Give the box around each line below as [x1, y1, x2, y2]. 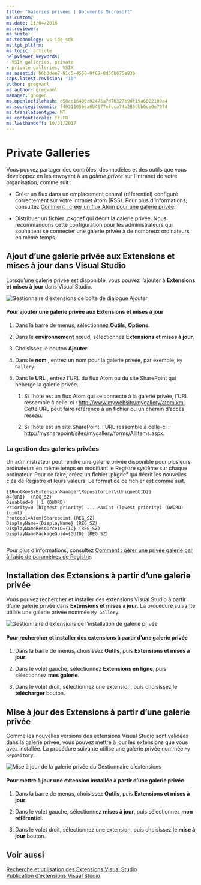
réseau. [23, 412, 43, 419]
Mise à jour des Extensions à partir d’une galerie [6, 707, 190, 717]
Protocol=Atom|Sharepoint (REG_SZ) [6, 515, 95, 521]
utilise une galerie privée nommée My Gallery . [6, 608, 120, 616]
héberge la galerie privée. [14, 381, 79, 388]
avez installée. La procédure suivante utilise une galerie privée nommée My [6, 745, 190, 752]
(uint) [6, 510, 23, 516]
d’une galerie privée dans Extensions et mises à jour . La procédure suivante [6, 602, 196, 610]
